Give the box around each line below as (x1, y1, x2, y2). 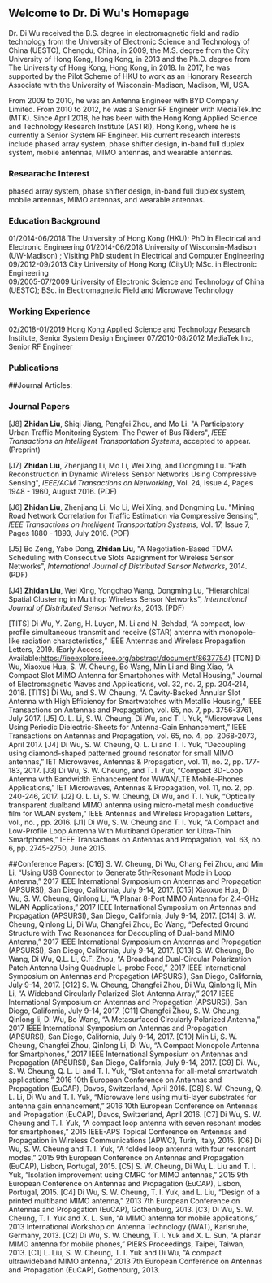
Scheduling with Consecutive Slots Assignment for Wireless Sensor (8, 553, 234, 563)
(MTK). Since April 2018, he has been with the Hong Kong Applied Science (8, 113, 258, 123)
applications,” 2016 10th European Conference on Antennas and (8, 1075, 222, 1085)
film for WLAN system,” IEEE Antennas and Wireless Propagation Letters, (8, 809, 253, 819)
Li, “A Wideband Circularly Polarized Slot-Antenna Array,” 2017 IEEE (8, 989, 234, 998)
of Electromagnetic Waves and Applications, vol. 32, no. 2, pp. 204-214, (8, 679, 249, 689)
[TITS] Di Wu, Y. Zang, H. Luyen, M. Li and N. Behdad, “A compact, (8, 619, 232, 628)
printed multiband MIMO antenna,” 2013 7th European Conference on (8, 1196, 240, 1206)
